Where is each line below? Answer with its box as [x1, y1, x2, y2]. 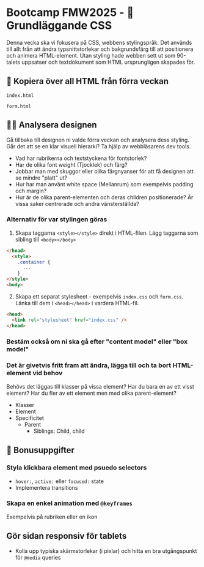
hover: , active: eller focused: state [15, 478, 104, 485]
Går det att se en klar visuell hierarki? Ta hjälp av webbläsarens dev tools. [6, 142, 191, 150]
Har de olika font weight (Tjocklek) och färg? [15, 161, 128, 168]
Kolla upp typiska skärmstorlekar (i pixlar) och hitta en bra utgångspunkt [15, 547, 197, 554]
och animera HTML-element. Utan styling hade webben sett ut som [6, 51, 176, 59]
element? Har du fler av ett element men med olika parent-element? [6, 389, 177, 397]
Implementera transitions [15, 484, 78, 491]
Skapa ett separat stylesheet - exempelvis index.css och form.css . [15, 292, 184, 300]
